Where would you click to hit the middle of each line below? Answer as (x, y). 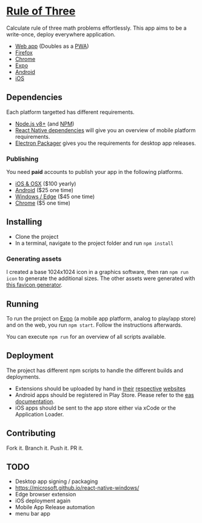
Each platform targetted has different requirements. (70, 112)
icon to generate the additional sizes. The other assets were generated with (101, 278)
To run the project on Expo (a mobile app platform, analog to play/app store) (101, 318)
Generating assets (34, 259)
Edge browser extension (45, 495)
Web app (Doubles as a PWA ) (52, 46)
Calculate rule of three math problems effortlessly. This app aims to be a (96, 28)
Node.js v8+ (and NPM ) (45, 124)
